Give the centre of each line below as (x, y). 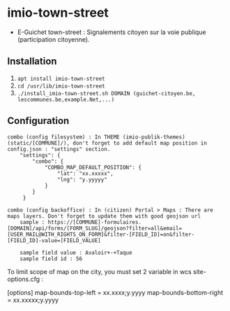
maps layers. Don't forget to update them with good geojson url (104, 216)
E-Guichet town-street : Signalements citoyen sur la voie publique (112, 32)
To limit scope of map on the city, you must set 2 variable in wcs (99, 271)
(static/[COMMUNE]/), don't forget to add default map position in (107, 143)
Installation (32, 62)
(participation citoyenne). (53, 39)
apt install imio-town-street (61, 79)
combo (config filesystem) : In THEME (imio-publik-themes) (97, 137)
